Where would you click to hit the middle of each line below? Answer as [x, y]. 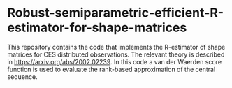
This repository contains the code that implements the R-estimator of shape [116, 47]
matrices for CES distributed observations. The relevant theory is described [116, 54]
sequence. [23, 76]
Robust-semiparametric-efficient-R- [116, 13]
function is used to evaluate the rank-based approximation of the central [111, 69]
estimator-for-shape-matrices [97, 28]
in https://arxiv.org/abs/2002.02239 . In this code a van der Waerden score [115, 61]
